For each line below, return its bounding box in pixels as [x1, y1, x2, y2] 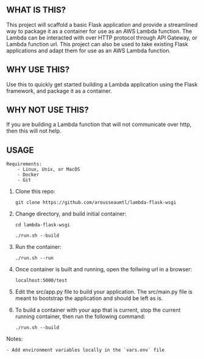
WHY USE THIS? [6, 64, 70, 75]
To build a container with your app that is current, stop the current [15, 307, 181, 314]
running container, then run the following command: [15, 313, 146, 320]
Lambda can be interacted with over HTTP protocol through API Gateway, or [6, 33, 198, 41]
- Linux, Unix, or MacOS [17, 167, 80, 173]
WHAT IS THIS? [6, 5, 66, 15]
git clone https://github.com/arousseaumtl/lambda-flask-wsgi [15, 200, 177, 206]
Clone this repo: [15, 188, 55, 195]
